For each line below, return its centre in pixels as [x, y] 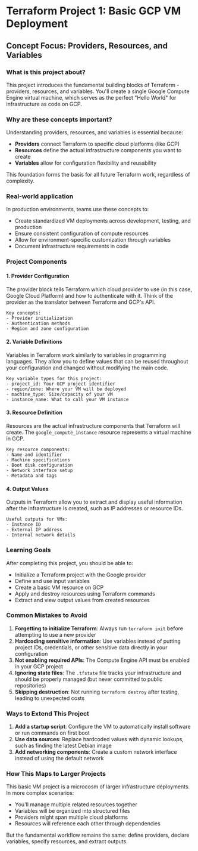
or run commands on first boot [52, 733]
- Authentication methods [38, 323]
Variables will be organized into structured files [72, 811]
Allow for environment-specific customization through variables [93, 240]
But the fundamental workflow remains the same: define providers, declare [98, 835]
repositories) [30, 685]
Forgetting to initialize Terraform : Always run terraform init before [99, 628]
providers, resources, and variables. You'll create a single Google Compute [98, 91]
